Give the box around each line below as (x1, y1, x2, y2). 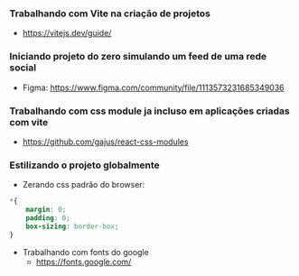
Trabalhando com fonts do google (22, 246, 149, 257)
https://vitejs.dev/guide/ (22, 28, 112, 39)
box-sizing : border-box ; (25, 222, 119, 231)
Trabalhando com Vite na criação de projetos (9, 7, 210, 20)
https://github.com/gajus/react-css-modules (22, 136, 189, 147)
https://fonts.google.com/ (35, 256, 132, 267)
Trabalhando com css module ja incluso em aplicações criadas (9, 105, 291, 117)
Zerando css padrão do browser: (22, 179, 145, 190)
